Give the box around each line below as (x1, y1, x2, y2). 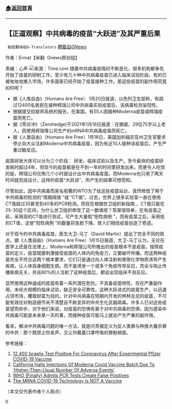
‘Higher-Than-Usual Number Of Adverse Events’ (12, 367, 115, 373)
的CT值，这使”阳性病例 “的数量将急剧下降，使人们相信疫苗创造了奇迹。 (5, 220, 156, 226)
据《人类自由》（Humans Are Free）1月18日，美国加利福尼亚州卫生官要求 (12, 134, 166, 140)
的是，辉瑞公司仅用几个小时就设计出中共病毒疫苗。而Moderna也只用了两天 (5, 171, 164, 177)
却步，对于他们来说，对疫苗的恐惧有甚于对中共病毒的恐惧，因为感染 (18, 306, 162, 312)
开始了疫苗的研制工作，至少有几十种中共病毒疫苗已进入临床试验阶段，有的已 (5, 72, 167, 78)
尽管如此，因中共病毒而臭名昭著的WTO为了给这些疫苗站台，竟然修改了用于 (5, 188, 164, 194)
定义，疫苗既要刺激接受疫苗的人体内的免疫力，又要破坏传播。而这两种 (14, 250, 162, 256)
